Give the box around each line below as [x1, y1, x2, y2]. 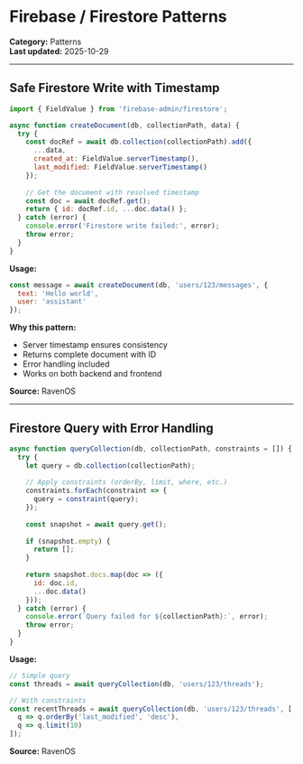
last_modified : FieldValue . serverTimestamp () [32, 163, 207, 172]
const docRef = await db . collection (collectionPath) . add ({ [25, 137, 252, 146]
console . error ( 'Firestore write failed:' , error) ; [25, 221, 220, 231]
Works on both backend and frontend [22, 368, 162, 379]
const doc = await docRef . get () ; [25, 196, 151, 205]
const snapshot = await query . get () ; [25, 519, 168, 529]
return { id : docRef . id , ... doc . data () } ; [25, 205, 188, 214]
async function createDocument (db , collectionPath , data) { [9, 120, 241, 130]
